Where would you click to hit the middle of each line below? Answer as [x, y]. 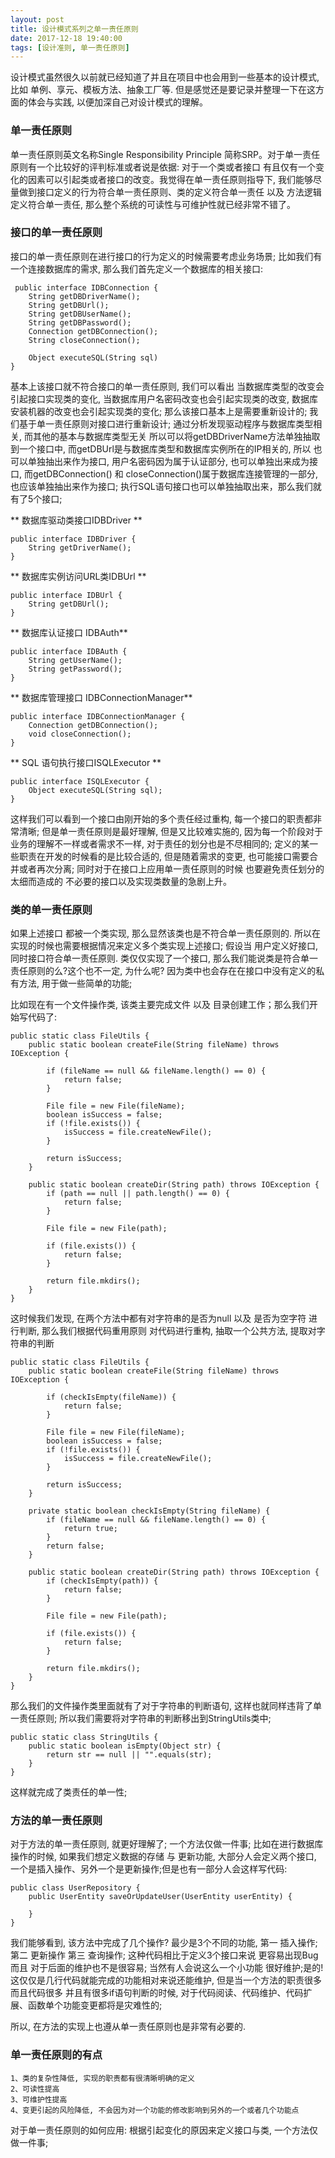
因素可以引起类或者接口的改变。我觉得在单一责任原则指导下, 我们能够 [170, 179]
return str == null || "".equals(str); [129, 1755]
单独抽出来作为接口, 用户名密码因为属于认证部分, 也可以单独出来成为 [168, 461]
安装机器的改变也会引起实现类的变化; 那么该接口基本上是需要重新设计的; [159, 411]
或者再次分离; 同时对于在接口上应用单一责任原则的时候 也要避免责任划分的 [171, 868]
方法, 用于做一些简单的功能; [75, 983]
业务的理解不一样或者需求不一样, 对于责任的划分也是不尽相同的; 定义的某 [160, 843]
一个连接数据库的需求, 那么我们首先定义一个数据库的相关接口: [137, 268]
